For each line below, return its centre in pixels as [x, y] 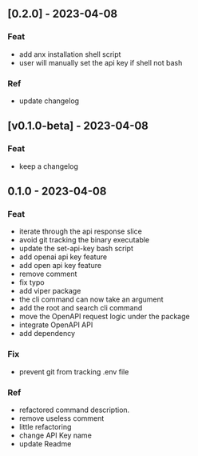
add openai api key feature [63, 257]
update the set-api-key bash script [76, 249]
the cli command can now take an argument [91, 299]
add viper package [50, 291]
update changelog [49, 101]
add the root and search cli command [81, 308]
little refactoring [45, 426]
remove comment [48, 274]
